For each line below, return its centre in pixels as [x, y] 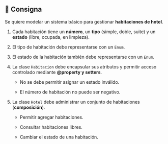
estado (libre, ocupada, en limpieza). [51, 37]
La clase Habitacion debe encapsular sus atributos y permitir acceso [84, 66]
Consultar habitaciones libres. [51, 127]
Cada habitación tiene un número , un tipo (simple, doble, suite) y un [84, 32]
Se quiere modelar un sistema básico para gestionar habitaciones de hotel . [84, 21]
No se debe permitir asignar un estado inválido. [69, 82]
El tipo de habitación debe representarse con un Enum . [68, 47]
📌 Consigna [23, 9]
